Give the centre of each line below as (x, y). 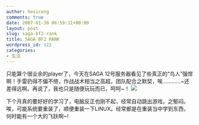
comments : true (25, 17)
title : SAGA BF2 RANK (33, 39)
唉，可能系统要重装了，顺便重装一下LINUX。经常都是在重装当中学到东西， (98, 108)
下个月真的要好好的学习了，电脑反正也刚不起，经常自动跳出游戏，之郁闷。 (97, 101)
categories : (21, 51)
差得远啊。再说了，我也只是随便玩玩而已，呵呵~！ (68, 88)
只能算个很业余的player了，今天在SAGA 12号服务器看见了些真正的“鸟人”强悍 (100, 74)
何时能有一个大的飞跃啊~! (38, 116)
